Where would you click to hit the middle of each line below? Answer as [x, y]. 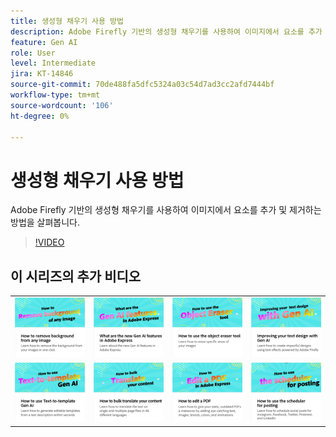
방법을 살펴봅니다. [45, 222]
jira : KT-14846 [42, 74]
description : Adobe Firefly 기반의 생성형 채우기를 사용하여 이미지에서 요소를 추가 [166, 31]
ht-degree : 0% [40, 116]
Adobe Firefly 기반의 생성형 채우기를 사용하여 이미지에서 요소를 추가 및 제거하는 [166, 210]
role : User [33, 53]
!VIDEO [49, 242]
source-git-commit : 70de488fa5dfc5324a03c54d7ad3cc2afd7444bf [142, 85]
